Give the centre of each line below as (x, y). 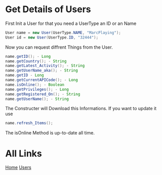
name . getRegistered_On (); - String (43, 94)
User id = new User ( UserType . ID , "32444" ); (52, 37)
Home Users (18, 167)
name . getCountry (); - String (36, 61)
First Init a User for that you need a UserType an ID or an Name (71, 23)
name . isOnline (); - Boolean (35, 85)
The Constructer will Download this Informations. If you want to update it (81, 109)
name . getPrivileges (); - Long (37, 89)
